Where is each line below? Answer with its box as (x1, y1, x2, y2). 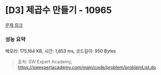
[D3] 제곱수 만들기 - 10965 (5, 4, 112, 16)
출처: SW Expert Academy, (17, 58, 72, 65)
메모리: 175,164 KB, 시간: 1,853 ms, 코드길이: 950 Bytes (5, 48, 116, 54)
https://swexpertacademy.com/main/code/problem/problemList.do (17, 64, 156, 70)
